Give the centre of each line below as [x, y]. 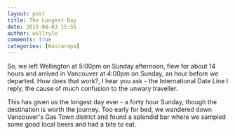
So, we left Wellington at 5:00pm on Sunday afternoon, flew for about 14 [112, 66]
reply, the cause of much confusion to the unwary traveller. [93, 88]
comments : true [29, 40]
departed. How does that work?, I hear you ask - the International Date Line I [118, 81]
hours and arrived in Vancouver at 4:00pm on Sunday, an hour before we [113, 73]
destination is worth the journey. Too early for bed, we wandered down [110, 109]
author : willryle [33, 33]
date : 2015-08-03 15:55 [42, 27]
